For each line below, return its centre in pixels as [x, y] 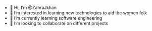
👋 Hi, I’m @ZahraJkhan [33, 8]
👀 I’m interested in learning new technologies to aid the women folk [78, 13]
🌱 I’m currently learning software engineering [56, 18]
